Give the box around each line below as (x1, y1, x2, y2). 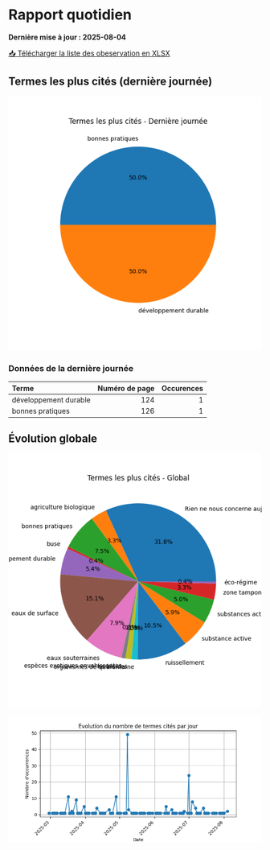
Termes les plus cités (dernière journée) (8, 75, 213, 89)
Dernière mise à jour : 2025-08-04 (8, 32, 127, 42)
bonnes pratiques (11, 406, 70, 416)
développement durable (11, 394, 91, 404)
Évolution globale (8, 431, 98, 445)
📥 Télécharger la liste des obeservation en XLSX (8, 48, 170, 58)
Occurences (161, 383, 203, 393)
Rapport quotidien (8, 6, 133, 24)
